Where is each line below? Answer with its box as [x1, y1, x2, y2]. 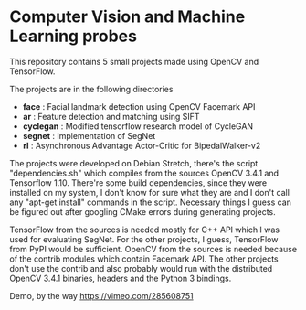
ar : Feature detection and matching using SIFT [22, 111, 200, 122]
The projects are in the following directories [9, 83, 174, 94]
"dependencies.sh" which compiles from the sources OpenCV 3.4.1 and [9, 167, 279, 178]
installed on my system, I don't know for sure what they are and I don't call [9, 187, 290, 198]
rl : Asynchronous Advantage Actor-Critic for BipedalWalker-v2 [22, 140, 261, 151]
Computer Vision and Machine [9, 6, 246, 27]
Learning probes [9, 26, 137, 47]
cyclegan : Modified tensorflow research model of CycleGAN [22, 121, 254, 132]
